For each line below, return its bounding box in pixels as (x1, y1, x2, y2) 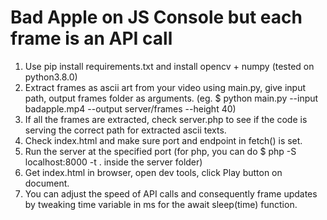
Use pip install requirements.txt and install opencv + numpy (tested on (24, 60, 315, 72)
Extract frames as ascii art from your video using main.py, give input (24, 81, 307, 93)
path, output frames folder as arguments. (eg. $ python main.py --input (24, 92, 319, 104)
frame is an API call (10, 27, 173, 50)
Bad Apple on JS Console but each (10, 6, 303, 29)
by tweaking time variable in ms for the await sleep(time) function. (24, 198, 298, 210)
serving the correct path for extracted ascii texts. (24, 124, 227, 136)
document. (24, 177, 70, 189)
